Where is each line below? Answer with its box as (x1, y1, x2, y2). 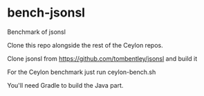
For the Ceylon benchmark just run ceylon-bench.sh (7, 68, 156, 76)
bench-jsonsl (7, 5, 85, 21)
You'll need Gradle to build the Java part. (7, 81, 124, 89)
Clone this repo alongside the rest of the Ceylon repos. (7, 41, 164, 49)
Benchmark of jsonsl (7, 28, 66, 36)
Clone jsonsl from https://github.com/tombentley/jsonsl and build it (7, 54, 198, 63)
